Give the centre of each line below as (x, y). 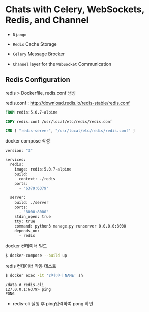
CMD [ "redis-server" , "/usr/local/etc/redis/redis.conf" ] (70, 131)
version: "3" (19, 151)
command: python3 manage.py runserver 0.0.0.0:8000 (70, 226)
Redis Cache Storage (35, 44)
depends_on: (27, 231)
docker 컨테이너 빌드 (26, 246)
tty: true (25, 221)
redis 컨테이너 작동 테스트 (31, 266)
